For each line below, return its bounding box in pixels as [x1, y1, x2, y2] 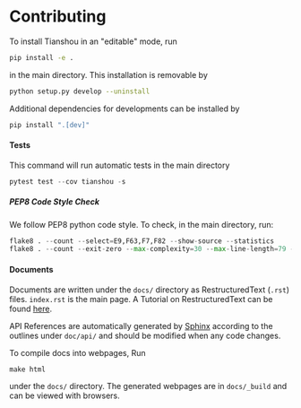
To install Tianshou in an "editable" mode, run [9, 36, 177, 47]
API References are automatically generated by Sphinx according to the [9, 320, 273, 331]
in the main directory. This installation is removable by [9, 69, 208, 80]
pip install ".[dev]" [9, 120, 90, 129]
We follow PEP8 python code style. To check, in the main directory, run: [9, 219, 274, 230]
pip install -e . [9, 53, 74, 62]
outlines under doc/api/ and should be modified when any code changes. [9, 330, 281, 341]
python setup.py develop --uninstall [9, 87, 150, 96]
